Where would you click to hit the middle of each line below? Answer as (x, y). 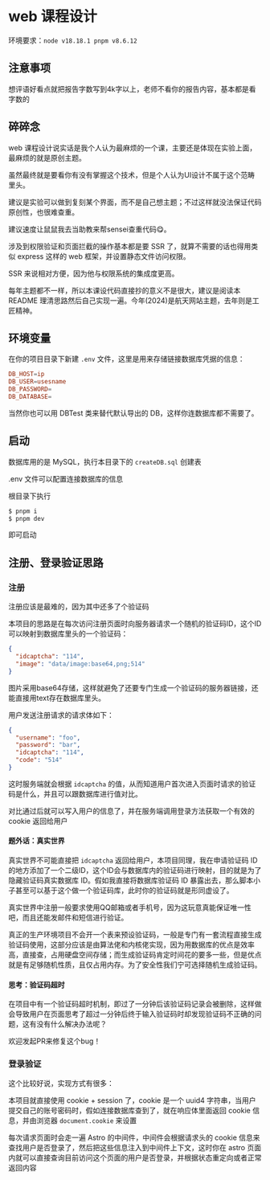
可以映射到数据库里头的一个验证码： (68, 634)
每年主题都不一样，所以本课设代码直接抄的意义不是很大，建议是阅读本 (125, 290)
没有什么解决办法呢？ (71, 1024)
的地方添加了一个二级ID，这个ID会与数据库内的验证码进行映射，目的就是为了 (135, 871)
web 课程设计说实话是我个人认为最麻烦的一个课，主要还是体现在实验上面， (133, 147)
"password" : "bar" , (48, 745)
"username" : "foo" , (48, 737)
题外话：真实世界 (37, 841)
